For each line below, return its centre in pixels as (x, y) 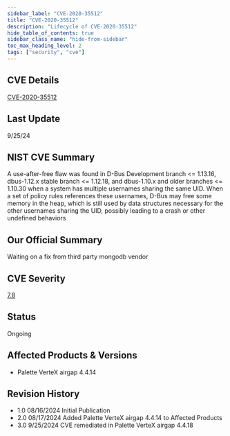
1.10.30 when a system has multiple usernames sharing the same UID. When (115, 189)
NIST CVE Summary (51, 157)
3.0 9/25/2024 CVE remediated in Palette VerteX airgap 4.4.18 (105, 425)
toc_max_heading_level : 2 (44, 46)
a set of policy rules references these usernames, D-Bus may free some (109, 196)
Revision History (44, 393)
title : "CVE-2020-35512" (43, 20)
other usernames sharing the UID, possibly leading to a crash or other (106, 211)
